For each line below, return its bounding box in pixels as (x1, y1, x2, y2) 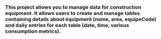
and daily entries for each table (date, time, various (5, 22, 129, 28)
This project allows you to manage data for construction (5, 4, 141, 11)
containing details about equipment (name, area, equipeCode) (5, 16, 157, 23)
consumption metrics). (5, 28, 61, 35)
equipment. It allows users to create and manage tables (5, 10, 140, 16)
